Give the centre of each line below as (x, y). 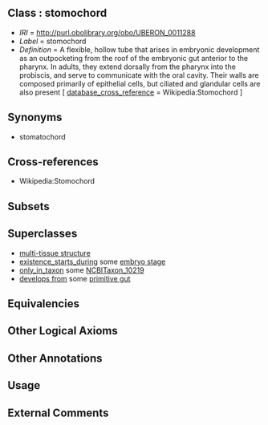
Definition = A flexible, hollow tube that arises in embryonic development (139, 49)
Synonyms (35, 117)
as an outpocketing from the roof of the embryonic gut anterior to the (134, 58)
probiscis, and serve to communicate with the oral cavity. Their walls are (139, 75)
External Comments (58, 413)
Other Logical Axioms (63, 331)
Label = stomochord (53, 41)
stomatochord (42, 136)
